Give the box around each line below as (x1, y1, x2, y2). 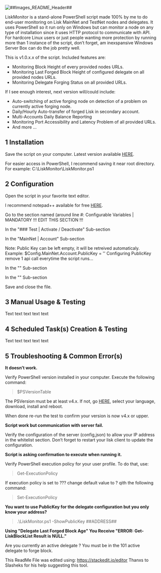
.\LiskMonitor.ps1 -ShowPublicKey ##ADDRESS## (16, 518, 117, 524)
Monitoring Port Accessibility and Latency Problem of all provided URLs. (12, 119, 157, 125)
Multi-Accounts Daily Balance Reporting (12, 114, 92, 119)
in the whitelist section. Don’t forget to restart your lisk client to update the (5, 437, 153, 443)
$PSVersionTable (16, 389, 51, 395)
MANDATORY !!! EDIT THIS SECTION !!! (5, 217, 83, 222)
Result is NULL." (33, 533, 67, 539)
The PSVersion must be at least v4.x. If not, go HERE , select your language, (5, 398, 156, 404)
